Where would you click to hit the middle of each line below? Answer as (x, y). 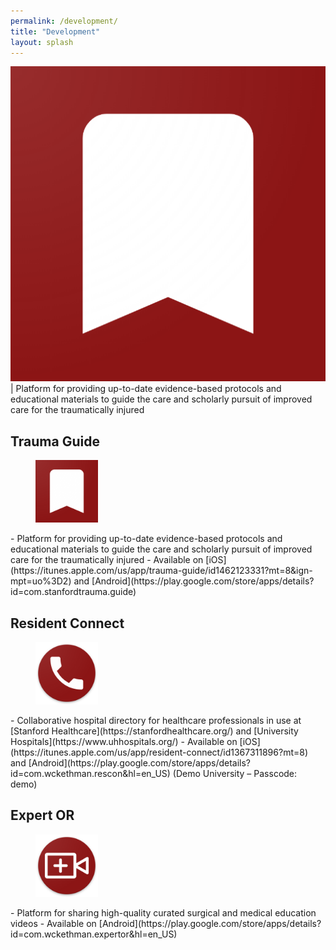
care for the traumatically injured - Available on (107, 560)
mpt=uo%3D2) (41, 581)
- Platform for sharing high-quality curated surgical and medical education (163, 912)
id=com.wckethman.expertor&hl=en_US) (94, 934)
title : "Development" (55, 31)
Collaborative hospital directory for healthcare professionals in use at (159, 720)
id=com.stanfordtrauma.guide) (73, 592)
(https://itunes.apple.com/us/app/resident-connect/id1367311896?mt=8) (159, 752)
